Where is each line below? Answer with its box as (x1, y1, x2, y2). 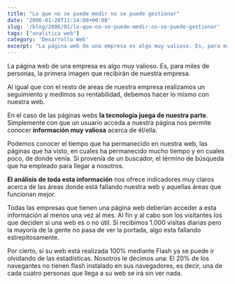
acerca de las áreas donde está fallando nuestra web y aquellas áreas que (7, 183, 222, 190)
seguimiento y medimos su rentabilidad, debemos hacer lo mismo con (7, 90, 210, 98)
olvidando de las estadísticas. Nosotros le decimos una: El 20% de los (7, 254, 210, 262)
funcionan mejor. (7, 190, 56, 198)
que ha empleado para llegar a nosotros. (7, 162, 124, 170)
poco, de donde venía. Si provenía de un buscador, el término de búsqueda (7, 154, 225, 163)
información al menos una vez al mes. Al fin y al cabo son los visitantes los (7, 211, 222, 219)
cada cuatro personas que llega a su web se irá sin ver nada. (7, 269, 183, 277)
